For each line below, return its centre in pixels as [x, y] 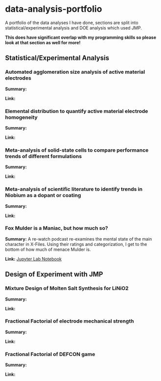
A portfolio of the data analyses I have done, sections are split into [72, 23]
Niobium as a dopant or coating [43, 195]
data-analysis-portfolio [54, 9]
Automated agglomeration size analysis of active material [75, 72]
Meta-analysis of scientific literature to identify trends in [74, 189]
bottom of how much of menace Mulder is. [48, 249]
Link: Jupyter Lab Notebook [34, 259]
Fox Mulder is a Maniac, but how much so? [57, 228]
